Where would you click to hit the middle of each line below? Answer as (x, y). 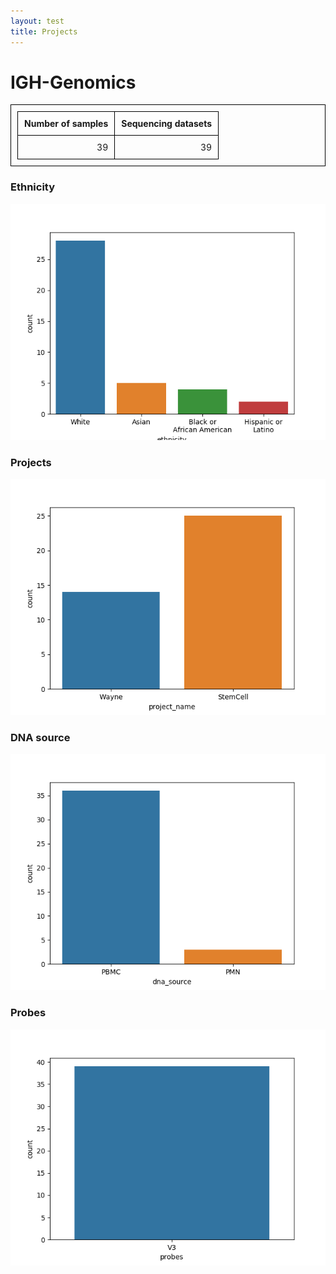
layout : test (37, 21)
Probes (28, 1013)
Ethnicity (33, 187)
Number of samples (66, 124)
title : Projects (44, 31)
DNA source (40, 737)
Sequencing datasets (167, 124)
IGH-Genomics (73, 82)
